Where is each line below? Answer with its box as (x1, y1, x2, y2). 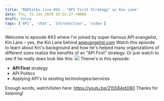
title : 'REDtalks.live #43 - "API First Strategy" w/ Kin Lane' (5, 7, 139, 12)
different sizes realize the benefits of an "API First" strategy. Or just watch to (5, 50, 159, 56)
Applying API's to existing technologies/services (12, 76, 110, 81)
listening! (5, 90, 23, 96)
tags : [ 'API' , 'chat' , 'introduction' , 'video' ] (5, 21, 106, 26)
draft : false (5, 16, 32, 21)
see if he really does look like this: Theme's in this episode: (5, 56, 130, 62)
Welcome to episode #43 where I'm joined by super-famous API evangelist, (5, 34, 158, 40)
